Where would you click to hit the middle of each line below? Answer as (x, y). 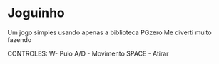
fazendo (20, 39)
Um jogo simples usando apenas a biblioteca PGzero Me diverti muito (109, 32)
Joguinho (36, 13)
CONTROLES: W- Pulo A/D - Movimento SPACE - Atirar (88, 53)
